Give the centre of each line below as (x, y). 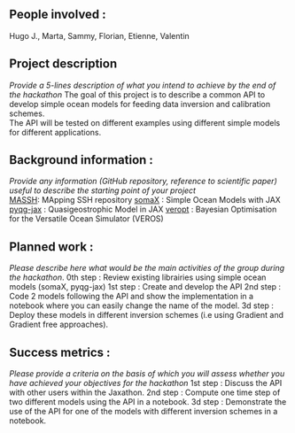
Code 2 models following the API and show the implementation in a (132, 297)
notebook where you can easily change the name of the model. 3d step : (142, 305)
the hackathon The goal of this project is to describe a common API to (137, 94)
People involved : (58, 15)
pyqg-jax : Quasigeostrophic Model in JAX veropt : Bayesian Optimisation (143, 209)
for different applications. (55, 132)
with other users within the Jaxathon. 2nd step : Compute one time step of (145, 392)
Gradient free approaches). (59, 325)
